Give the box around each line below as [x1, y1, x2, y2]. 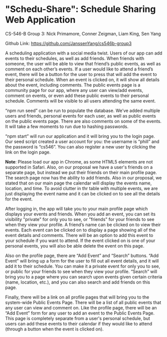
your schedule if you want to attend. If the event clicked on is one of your [5, 237, 156, 243]
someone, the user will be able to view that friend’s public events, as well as [5, 60, 161, 66]
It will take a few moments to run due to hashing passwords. [5, 123, 129, 129]
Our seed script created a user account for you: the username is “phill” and [5, 138, 160, 144]
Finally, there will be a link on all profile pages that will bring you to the [5, 294, 150, 300]
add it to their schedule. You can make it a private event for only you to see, [5, 263, 161, 269]
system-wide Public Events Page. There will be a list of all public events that [5, 299, 162, 305]
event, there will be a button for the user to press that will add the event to [5, 71, 157, 77]
